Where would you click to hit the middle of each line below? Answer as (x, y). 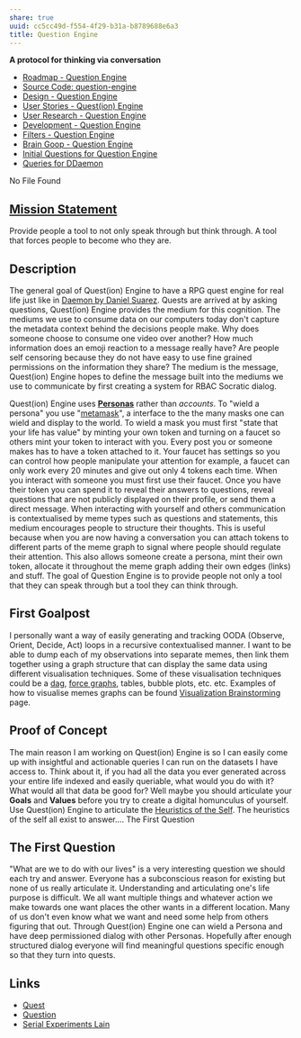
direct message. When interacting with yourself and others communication (147, 509)
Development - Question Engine (81, 125)
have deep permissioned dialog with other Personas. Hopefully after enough (150, 936)
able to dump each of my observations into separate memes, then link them (149, 654)
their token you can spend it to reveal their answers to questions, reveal (142, 490)
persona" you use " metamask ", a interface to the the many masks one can (147, 413)
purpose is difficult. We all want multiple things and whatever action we (141, 898)
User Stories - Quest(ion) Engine (83, 106)
